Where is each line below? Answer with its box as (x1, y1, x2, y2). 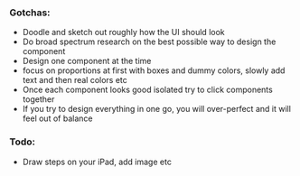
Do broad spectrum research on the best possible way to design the (22, 36, 277, 47)
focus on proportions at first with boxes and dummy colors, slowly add (22, 65, 286, 76)
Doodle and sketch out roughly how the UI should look (22, 27, 225, 38)
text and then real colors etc (22, 75, 128, 86)
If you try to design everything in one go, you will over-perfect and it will (22, 104, 292, 115)
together (22, 94, 55, 105)
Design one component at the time (22, 56, 152, 67)
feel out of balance (22, 113, 93, 124)
